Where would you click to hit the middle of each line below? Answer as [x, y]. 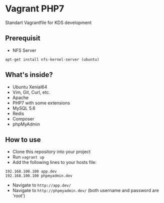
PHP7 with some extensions [41, 102]
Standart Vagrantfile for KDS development [48, 22]
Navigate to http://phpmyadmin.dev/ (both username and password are [85, 190]
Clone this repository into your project [51, 152]
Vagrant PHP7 [35, 9]
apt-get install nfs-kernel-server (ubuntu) [52, 59]
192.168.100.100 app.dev [31, 171]
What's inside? [29, 75]
